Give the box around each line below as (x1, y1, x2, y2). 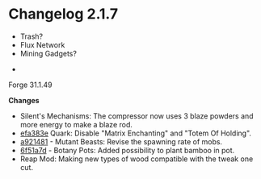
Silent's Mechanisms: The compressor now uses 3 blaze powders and (19, 110, 254, 121)
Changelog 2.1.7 (8, 5, 119, 23)
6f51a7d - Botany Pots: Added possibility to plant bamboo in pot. (19, 145, 235, 155)
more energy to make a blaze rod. (19, 119, 133, 129)
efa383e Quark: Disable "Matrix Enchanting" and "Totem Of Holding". (19, 128, 252, 138)
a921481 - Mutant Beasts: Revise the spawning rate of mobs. (19, 136, 223, 146)
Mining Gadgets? (19, 48, 77, 58)
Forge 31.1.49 (8, 80, 53, 89)
